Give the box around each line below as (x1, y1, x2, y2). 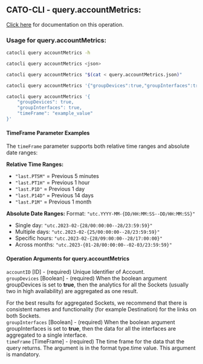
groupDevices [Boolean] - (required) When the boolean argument (6, 275, 167, 282)
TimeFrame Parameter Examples (6, 129, 90, 136)
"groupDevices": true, (17, 99, 74, 105)
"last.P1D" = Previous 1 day (14, 185, 85, 193)
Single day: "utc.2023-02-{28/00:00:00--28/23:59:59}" (14, 222, 153, 229)
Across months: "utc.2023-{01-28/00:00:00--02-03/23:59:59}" (14, 241, 172, 248)
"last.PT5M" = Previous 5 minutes (14, 173, 100, 180)
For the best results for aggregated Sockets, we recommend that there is (6, 299, 187, 306)
